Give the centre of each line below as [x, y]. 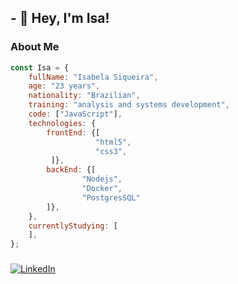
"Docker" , [102, 189]
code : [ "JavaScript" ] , [75, 114]
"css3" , [111, 151]
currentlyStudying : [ [73, 226]
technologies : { [62, 123]
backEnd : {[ [71, 170]
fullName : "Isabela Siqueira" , [93, 77]
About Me [35, 47]
